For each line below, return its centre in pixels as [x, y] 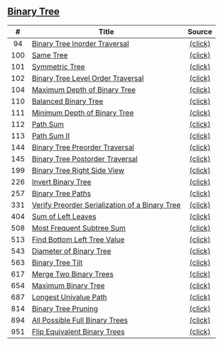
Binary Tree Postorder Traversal [85, 159]
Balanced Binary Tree [67, 101]
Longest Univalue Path [70, 297]
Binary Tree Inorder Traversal [80, 43]
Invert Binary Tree [61, 182]
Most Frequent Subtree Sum [78, 228]
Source [200, 31]
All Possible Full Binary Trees [80, 320]
